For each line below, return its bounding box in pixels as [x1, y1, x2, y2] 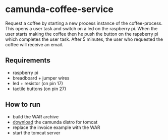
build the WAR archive [12, 113, 59, 119]
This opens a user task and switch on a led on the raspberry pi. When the [5, 25, 158, 31]
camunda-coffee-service [5, 4, 114, 15]
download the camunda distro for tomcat [12, 119, 98, 125]
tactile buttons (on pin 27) [12, 86, 67, 92]
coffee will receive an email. [5, 41, 64, 47]
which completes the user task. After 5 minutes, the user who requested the [5, 36, 163, 42]
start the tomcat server [12, 129, 61, 135]
